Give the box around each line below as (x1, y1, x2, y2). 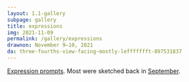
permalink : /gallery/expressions (7, 36, 103, 42)
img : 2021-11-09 (7, 29, 53, 36)
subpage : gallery (7, 16, 57, 23)
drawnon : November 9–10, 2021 (7, 42, 94, 49)
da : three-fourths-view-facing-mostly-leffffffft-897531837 (7, 49, 183, 55)
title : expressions (7, 23, 63, 29)
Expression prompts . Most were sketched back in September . (7, 66, 181, 75)
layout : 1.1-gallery (7, 10, 66, 17)
